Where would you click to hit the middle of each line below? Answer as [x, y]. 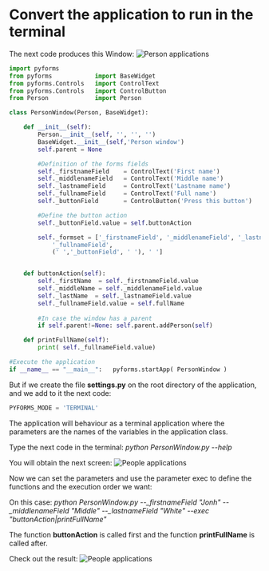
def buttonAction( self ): [65, 274]
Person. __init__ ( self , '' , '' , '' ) [97, 135]
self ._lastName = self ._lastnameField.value [115, 296]
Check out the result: [44, 558]
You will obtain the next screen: [61, 462]
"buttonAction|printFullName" [58, 519]
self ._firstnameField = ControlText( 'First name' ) [129, 171]
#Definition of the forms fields [93, 164]
